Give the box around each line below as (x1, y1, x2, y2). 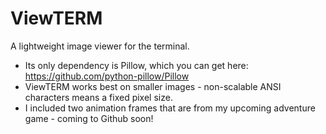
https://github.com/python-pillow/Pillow (24, 70, 190, 82)
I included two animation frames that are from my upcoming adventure (24, 102, 316, 114)
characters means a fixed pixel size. (24, 91, 173, 103)
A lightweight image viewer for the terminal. (10, 40, 190, 52)
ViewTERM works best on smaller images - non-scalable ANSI (24, 80, 282, 92)
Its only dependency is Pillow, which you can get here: (24, 59, 249, 71)
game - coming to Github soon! (24, 112, 154, 124)
